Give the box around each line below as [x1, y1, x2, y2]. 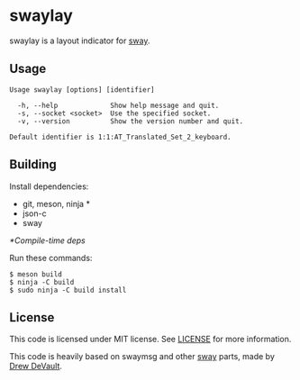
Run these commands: [9, 252, 93, 263]
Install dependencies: [9, 181, 89, 192]
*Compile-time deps [9, 235, 86, 246]
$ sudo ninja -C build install [9, 285, 127, 294]
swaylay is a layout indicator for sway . [9, 35, 150, 46]
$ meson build [9, 269, 63, 279]
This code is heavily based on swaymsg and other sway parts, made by [9, 351, 275, 362]
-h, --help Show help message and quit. [17, 101, 220, 110]
